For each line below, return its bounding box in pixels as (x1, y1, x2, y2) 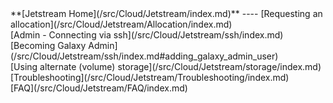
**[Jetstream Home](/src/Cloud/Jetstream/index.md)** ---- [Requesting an (10, 8, 323, 19)
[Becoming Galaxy (10, 40, 87, 51)
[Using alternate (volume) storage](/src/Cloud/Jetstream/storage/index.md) (10, 61, 322, 72)
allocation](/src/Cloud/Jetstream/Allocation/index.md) (10, 18, 233, 30)
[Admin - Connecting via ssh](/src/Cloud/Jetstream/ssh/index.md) (10, 29, 284, 41)
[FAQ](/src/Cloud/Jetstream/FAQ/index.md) (10, 82, 188, 94)
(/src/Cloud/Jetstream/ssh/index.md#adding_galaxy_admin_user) (10, 50, 279, 62)
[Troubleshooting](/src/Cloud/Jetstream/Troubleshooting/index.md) (10, 72, 290, 83)
